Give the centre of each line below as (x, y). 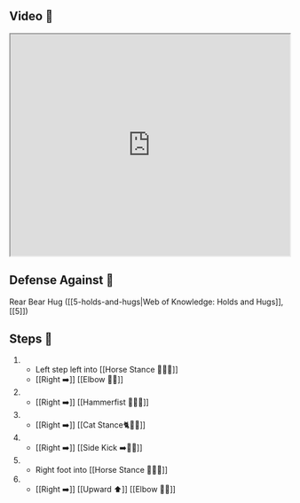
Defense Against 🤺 (62, 280)
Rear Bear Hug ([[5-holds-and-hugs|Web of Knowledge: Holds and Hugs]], (146, 302)
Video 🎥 (31, 16)
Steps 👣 (31, 339)
